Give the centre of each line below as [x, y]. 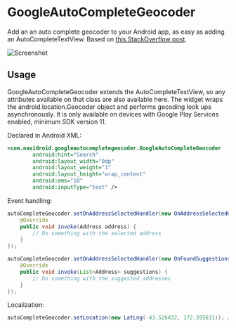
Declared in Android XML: [45, 135]
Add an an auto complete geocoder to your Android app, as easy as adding [116, 32]
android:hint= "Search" [66, 155]
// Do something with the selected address [97, 233]
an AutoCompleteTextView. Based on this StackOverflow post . [97, 39]
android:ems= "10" [58, 181]
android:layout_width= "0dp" [73, 161]
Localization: [26, 305]
